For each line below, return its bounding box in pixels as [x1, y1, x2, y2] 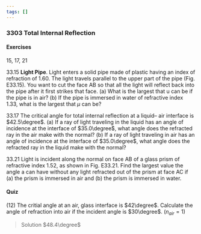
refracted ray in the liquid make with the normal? [6, 143, 126, 151]
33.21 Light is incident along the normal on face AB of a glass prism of [6, 155, 180, 163]
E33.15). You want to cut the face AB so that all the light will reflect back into [6, 81, 195, 88]
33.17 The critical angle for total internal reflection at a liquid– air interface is [6, 112, 194, 119]
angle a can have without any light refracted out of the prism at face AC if [6, 168, 188, 175]
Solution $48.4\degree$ [20, 221, 81, 228]
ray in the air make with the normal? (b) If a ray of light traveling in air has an [6, 131, 195, 138]
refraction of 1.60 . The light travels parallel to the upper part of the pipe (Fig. [6, 74, 196, 82]
